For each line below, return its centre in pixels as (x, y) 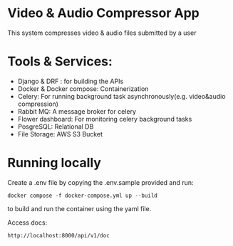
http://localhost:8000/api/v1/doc (59, 235)
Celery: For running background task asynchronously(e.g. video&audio (121, 96)
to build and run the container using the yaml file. (79, 208)
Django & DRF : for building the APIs (71, 81)
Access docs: (27, 223)
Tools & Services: (60, 61)
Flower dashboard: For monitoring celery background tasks (105, 119)
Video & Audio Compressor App (103, 13)
